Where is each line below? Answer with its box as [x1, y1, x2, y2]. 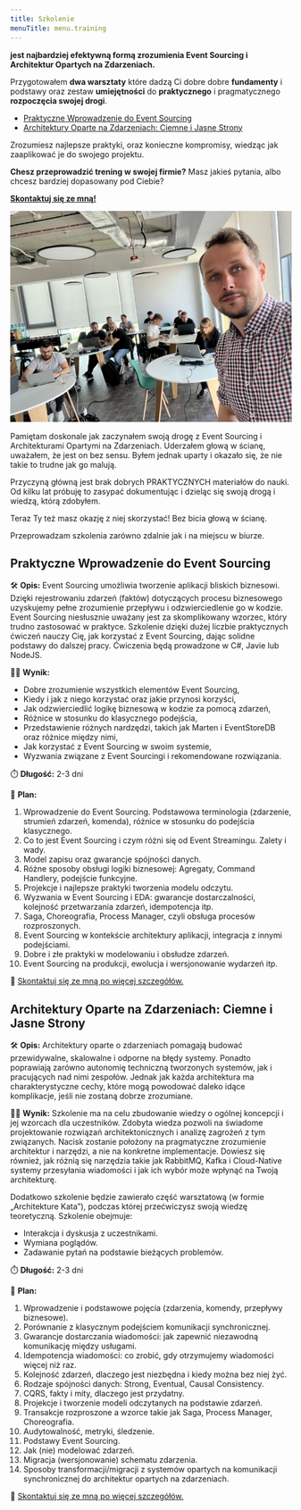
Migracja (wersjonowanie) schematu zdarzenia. [22, 1455, 198, 1465]
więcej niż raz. [22, 1360, 77, 1371]
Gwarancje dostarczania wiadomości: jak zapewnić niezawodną [22, 1331, 258, 1342]
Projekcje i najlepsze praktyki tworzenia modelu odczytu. [22, 882, 234, 893]
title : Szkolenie [10, 14, 75, 23]
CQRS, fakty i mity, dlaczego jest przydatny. [22, 1389, 186, 1399]
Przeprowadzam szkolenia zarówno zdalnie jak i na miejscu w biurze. [10, 530, 264, 540]
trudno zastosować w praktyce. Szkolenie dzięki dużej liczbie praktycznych [10, 622, 288, 632]
